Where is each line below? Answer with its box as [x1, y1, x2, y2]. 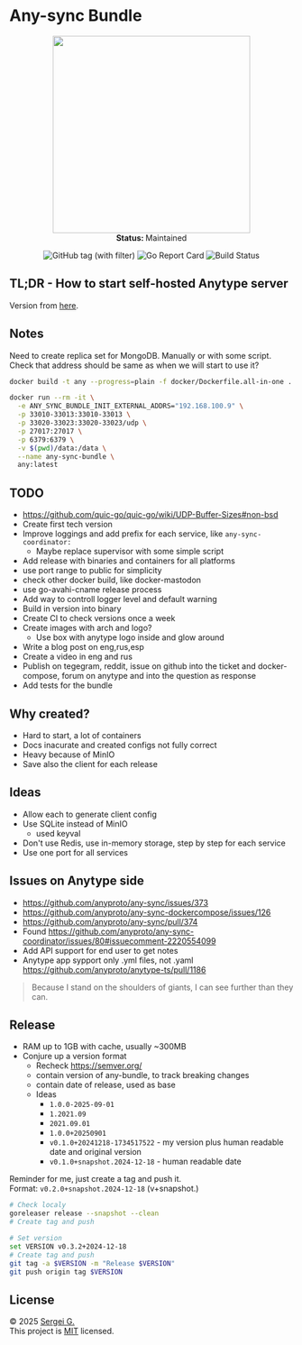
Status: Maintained [115, 232, 188, 243]
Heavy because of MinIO [22, 749, 115, 760]
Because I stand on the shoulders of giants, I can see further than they [31, 982, 294, 993]
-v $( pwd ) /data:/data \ [17, 444, 106, 453]
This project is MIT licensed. [9, 1326, 114, 1337]
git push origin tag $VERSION [9, 1267, 124, 1276]
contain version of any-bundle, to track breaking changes [35, 1070, 250, 1081]
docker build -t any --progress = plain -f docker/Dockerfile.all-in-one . [9, 377, 293, 386]
